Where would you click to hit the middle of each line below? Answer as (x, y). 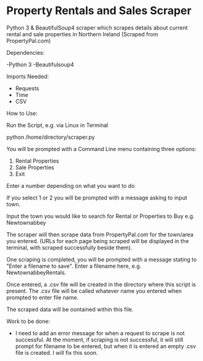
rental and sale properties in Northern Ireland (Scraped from (82, 34)
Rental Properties (37, 161)
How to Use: (22, 113)
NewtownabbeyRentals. (36, 272)
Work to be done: (28, 321)
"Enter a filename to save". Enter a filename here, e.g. (74, 266)
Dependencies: (25, 52)
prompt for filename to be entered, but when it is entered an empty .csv (105, 346)
